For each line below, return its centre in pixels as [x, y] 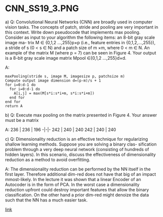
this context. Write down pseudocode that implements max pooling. [73, 32]
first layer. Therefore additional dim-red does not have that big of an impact [81, 174]
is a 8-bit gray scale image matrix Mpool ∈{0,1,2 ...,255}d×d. [66, 58]
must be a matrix [22, 120]
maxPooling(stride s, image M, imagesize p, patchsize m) [65, 76]
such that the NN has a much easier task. [46, 200]
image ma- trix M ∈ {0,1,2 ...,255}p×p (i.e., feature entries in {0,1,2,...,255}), [80, 42]
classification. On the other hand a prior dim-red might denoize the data [77, 195]
